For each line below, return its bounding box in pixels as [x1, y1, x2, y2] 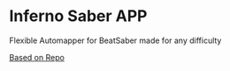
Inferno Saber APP [9, 6, 148, 26]
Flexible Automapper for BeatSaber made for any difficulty [9, 35, 222, 46]
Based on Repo [9, 52, 65, 62]
